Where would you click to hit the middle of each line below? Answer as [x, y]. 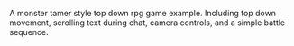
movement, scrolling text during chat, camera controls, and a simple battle [147, 23]
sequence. [29, 32]
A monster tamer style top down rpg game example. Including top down [143, 13]
